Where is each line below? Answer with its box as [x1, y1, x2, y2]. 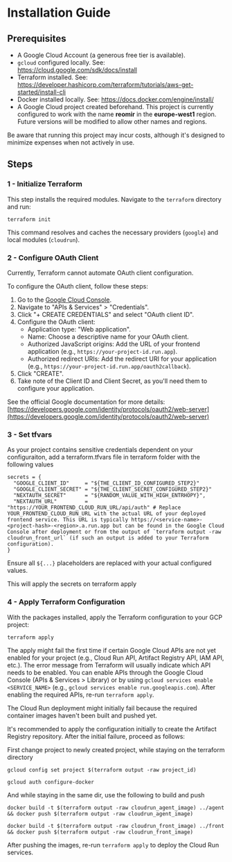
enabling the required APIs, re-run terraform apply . [7, 690, 154, 699]
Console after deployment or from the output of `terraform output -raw [7, 528, 222, 536]
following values [7, 460, 54, 469]
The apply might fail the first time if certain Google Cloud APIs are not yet [7, 646, 216, 654]
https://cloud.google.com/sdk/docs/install [17, 66, 137, 74]
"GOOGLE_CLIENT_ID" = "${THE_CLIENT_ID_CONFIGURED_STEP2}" [13, 480, 199, 487]
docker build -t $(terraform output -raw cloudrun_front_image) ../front [7, 822, 225, 829]
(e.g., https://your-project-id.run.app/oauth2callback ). [27, 361, 191, 370]
